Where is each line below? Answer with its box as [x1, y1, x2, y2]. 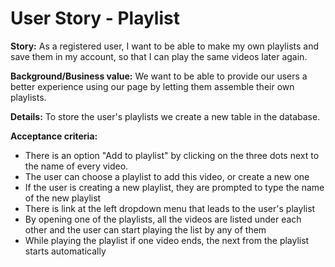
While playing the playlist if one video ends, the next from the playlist [24, 234, 310, 246]
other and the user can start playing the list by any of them [24, 223, 267, 236]
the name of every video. [24, 160, 129, 172]
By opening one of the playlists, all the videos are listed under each [24, 213, 302, 225]
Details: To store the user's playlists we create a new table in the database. [10, 110, 321, 122]
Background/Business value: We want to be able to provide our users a [10, 70, 308, 82]
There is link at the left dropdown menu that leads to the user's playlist [24, 202, 316, 214]
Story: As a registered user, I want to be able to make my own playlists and [10, 40, 320, 52]
